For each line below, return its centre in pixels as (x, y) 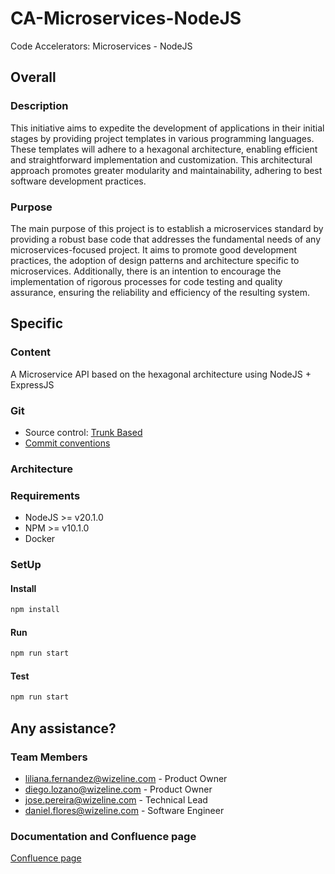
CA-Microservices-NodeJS (126, 18)
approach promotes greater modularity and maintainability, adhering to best (166, 170)
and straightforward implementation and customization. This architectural (161, 159)
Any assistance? (63, 728)
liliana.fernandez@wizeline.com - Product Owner (126, 778)
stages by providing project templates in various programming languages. (162, 138)
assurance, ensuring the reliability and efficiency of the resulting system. (160, 292)
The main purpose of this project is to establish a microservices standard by (167, 228)
